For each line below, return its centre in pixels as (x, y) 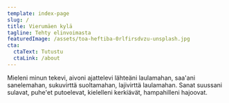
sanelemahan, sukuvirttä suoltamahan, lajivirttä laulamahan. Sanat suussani (115, 85)
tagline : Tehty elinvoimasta (49, 33)
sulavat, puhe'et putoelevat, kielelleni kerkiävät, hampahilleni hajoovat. (107, 92)
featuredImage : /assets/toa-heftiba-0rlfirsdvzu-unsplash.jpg (99, 39)
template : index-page (38, 13)
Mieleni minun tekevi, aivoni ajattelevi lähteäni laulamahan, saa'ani (101, 78)
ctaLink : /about (37, 58)
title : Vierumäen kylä (40, 26)
